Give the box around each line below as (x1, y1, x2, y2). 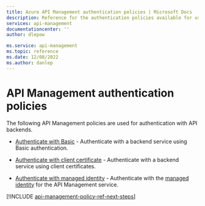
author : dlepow (6, 32, 45, 38)
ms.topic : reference (6, 48, 59, 55)
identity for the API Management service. (15, 181, 119, 188)
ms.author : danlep (6, 59, 53, 66)
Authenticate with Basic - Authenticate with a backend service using (15, 138, 187, 145)
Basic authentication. (15, 144, 68, 152)
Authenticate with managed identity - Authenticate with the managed (15, 174, 189, 182)
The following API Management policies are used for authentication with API (6, 119, 198, 127)
